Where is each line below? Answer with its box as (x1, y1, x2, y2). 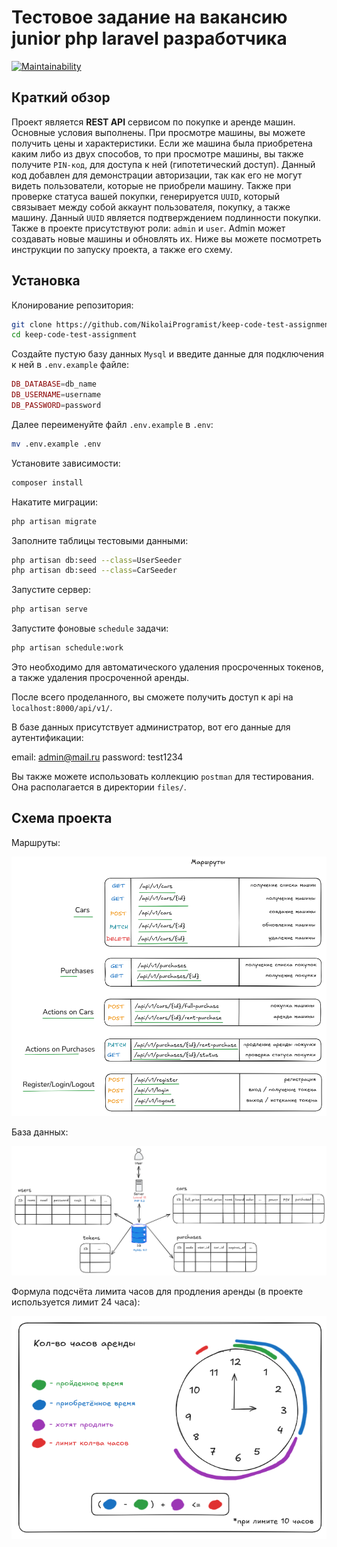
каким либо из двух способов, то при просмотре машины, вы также (11, 147, 304, 160)
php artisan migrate (11, 516, 98, 526)
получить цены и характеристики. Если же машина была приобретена (11, 137, 313, 149)
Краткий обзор (11, 89, 111, 106)
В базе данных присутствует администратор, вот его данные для (11, 721, 291, 733)
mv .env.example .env (11, 439, 102, 449)
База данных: (11, 1126, 69, 1138)
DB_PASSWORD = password (11, 401, 102, 411)
